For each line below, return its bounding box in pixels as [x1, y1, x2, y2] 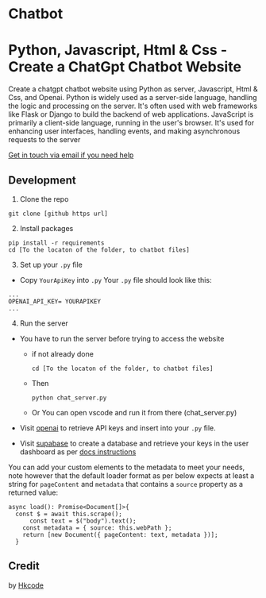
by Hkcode [8, 581, 44, 590]
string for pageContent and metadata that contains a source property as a [8, 479, 244, 488]
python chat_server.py [31, 394, 107, 402]
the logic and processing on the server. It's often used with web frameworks [8, 101, 258, 111]
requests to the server [8, 135, 81, 145]
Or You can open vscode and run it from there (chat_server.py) [31, 407, 237, 417]
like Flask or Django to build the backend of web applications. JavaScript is [8, 110, 254, 119]
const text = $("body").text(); [29, 517, 137, 525]
